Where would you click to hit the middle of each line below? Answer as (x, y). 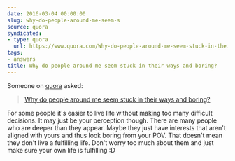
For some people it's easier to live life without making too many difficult (110, 113)
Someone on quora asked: (45, 85)
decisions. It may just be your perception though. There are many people (112, 120)
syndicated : (24, 33)
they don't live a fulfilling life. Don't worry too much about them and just (111, 142)
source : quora (28, 27)
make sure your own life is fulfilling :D (61, 150)
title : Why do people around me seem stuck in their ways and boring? (112, 66)
